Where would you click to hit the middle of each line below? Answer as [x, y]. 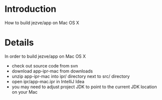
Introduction [31, 9]
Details [19, 43]
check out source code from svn [45, 66]
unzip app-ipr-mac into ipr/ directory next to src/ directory [71, 76]
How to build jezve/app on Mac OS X [42, 23]
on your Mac [25, 92]
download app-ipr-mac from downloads [52, 71]
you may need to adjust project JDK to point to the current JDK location [84, 87]
